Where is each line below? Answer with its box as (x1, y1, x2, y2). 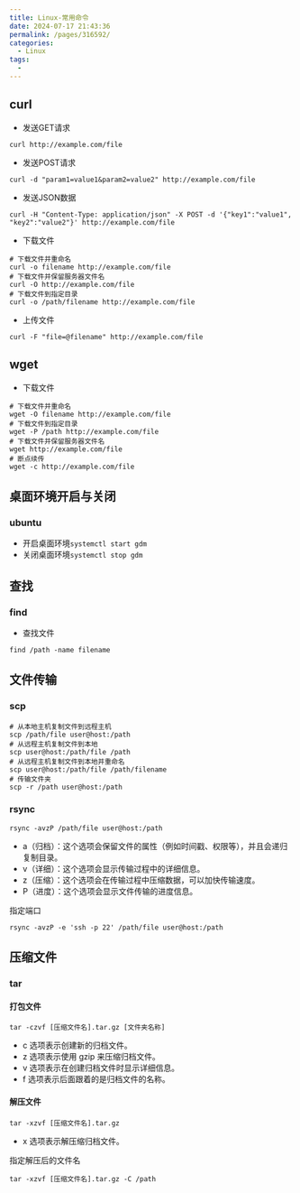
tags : (9, 55, 30, 64)
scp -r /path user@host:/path (9, 782, 123, 791)
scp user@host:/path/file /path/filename (9, 764, 168, 774)
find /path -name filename (9, 645, 111, 654)
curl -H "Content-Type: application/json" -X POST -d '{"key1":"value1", (9, 209, 293, 219)
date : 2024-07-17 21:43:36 (9, 22, 111, 31)
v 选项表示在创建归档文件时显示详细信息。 (22, 1062, 180, 1074)
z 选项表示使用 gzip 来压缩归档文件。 (22, 1051, 160, 1062)
